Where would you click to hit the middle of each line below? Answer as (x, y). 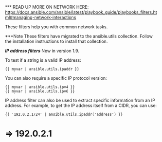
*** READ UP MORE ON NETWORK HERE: (47, 7)
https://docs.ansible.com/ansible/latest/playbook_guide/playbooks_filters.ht (81, 12)
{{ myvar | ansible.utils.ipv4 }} (40, 87)
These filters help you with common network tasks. (56, 27)
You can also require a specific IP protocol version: (56, 78)
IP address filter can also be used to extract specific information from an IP (80, 100)
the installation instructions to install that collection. (56, 41)
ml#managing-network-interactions (41, 17)
